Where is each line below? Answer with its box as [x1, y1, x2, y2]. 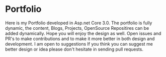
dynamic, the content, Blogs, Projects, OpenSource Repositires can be [5, 25, 149, 31]
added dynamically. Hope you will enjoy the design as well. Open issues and [5, 30, 162, 36]
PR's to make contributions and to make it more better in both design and [5, 36, 155, 42]
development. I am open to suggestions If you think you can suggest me [5, 41, 153, 47]
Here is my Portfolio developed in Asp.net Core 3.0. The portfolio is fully [5, 20, 153, 26]
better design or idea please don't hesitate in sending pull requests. [5, 46, 144, 52]
